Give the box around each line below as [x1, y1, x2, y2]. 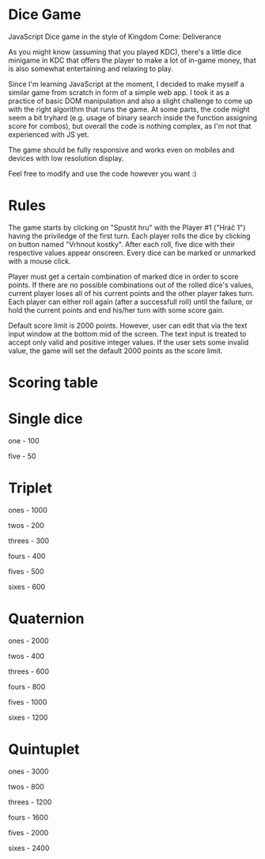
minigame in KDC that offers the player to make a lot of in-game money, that [8, 55, 256, 65]
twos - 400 [8, 651, 45, 660]
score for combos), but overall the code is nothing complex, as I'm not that [8, 121, 252, 131]
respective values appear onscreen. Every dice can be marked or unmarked [8, 248, 256, 257]
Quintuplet [8, 740, 81, 758]
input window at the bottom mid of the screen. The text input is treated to [8, 329, 247, 338]
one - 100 [8, 436, 40, 445]
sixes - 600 [8, 582, 46, 591]
